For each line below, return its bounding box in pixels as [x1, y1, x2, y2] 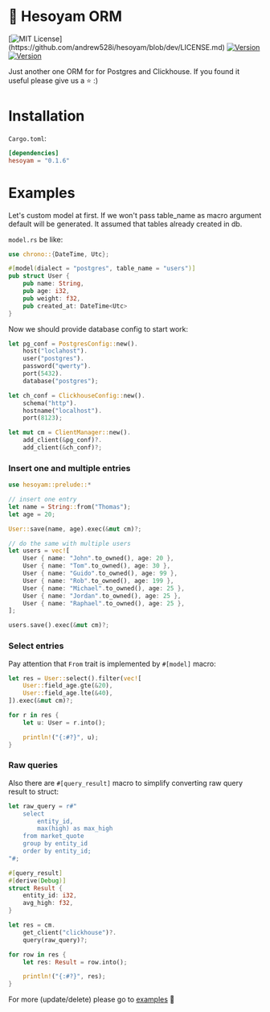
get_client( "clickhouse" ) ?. [22, 928, 117, 936]
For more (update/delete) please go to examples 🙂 [8, 994, 175, 1005]
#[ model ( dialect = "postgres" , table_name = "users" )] [8, 265, 196, 273]
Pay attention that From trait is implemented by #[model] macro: [8, 659, 216, 668]
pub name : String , [22, 279, 84, 288]
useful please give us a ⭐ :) [8, 76, 99, 85]
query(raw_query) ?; [22, 936, 88, 944]
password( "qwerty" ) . [22, 362, 92, 370]
